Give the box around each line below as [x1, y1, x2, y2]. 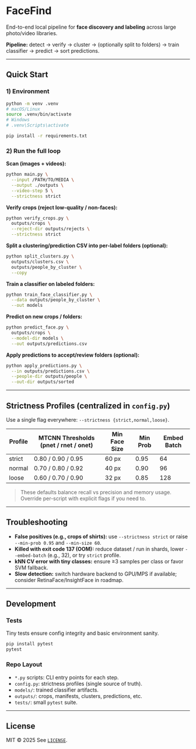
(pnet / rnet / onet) [40, 441, 93, 449]
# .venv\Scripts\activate [6, 122, 69, 128]
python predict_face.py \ [6, 324, 69, 330]
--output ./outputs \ [11, 182, 64, 188]
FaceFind [6, 4, 52, 18]
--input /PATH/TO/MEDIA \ [11, 177, 75, 183]
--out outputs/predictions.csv [11, 341, 87, 347]
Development [6, 599, 57, 609]
